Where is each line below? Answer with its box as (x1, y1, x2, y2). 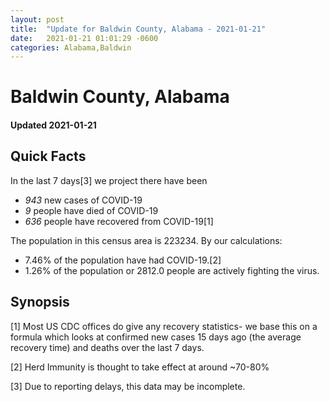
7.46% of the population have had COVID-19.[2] (24, 254, 222, 266)
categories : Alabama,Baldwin (10, 42, 132, 53)
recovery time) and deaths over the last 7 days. (10, 341, 205, 353)
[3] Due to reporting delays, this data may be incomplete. (10, 380, 246, 392)
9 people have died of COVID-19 (24, 204, 159, 216)
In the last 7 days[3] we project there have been (10, 174, 208, 186)
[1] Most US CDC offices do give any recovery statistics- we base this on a (10, 320, 318, 332)
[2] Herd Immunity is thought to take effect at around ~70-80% (10, 361, 270, 373)
